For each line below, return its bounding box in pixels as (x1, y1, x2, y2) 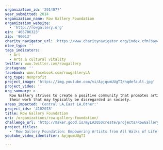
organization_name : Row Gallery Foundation (5, 16, 95, 21)
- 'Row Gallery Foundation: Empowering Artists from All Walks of (9, 129, 147, 134)
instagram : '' (5, 66, 34, 71)
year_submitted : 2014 (5, 12, 49, 17)
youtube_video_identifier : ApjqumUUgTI (5, 133, 86, 138)
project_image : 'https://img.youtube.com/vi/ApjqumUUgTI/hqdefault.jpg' (5, 79, 155, 84)
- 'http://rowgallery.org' (9, 25, 64, 30)
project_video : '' (5, 83, 42, 89)
